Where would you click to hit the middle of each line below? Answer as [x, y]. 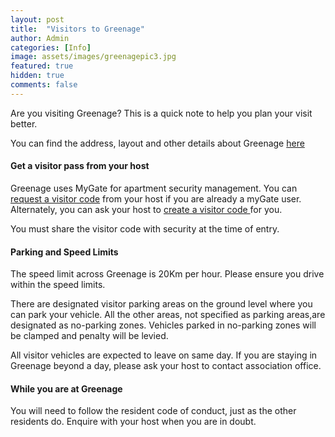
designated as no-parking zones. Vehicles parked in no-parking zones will [163, 325]
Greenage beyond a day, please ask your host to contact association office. [166, 366]
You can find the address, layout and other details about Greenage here [157, 143]
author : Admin [40, 38]
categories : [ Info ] [51, 47]
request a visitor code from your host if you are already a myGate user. [156, 198]
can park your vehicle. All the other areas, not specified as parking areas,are [168, 315]
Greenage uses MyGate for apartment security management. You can [154, 188]
